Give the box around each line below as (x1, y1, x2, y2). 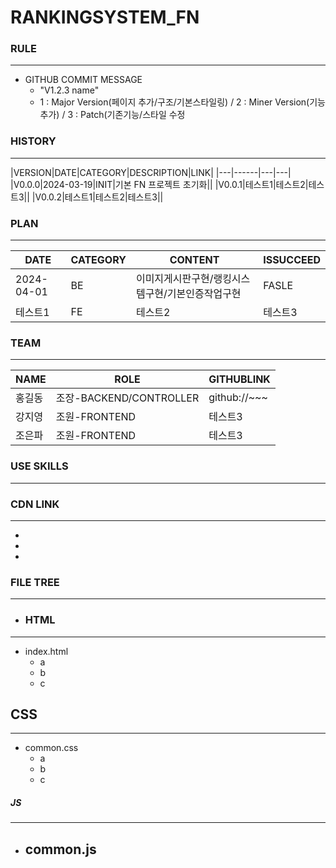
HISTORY (10, 134, 57, 148)
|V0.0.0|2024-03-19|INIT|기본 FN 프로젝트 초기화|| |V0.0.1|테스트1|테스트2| (10, 178, 309, 190)
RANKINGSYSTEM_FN (10, 6, 200, 29)
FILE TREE (10, 575, 60, 589)
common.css (24, 742, 79, 754)
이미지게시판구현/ (135, 272, 214, 286)
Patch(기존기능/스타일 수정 (79, 109, 186, 121)
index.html (24, 645, 69, 657)
